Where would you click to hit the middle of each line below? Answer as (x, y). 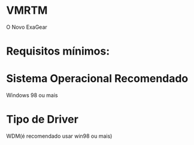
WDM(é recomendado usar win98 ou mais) (59, 136)
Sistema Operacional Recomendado (97, 79)
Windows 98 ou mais (32, 95)
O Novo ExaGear (27, 27)
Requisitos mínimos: (58, 51)
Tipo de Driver (43, 120)
